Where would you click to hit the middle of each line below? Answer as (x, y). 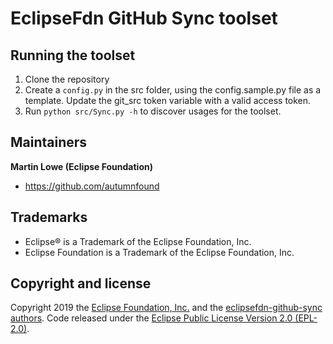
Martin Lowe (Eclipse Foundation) (81, 166)
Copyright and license (81, 283)
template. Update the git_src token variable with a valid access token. (168, 100)
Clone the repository (67, 79)
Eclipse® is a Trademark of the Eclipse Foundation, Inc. (138, 241)
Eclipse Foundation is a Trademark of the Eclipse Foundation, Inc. (159, 252)
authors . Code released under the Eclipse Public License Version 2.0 (151, 318)
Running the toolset (73, 55)
